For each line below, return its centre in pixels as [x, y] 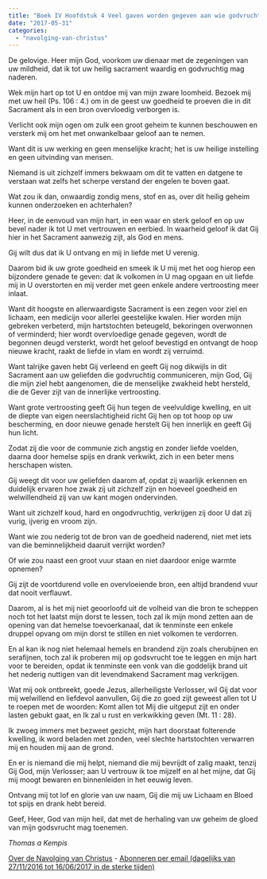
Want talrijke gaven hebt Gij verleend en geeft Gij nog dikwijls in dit [118, 367]
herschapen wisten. [41, 465]
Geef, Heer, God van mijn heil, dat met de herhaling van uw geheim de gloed [133, 819]
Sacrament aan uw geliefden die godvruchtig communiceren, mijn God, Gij [130, 375]
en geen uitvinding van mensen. [61, 158]
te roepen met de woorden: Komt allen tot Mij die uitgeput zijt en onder [124, 707]
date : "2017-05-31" [41, 23]
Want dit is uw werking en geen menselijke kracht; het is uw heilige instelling [133, 149]
